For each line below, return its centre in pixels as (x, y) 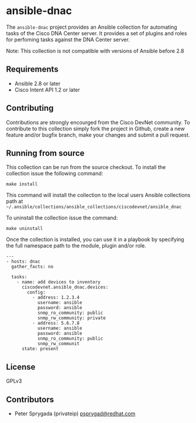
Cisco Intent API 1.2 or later (47, 90)
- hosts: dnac (23, 262)
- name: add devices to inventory (59, 282)
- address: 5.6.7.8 (56, 323)
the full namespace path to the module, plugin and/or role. (76, 246)
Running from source (45, 153)
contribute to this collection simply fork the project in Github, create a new (96, 128)
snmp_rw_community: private (72, 318)
